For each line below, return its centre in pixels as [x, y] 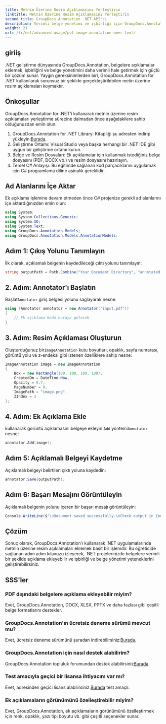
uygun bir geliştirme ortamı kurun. [47, 149]
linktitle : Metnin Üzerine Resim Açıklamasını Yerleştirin [67, 14]
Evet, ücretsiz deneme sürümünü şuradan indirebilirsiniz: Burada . [71, 640]
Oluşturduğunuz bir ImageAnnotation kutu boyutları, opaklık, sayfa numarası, [82, 350]
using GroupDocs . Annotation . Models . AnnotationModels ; [62, 235]
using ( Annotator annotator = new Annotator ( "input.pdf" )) [67, 309]
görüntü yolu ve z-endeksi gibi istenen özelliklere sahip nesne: [69, 355]
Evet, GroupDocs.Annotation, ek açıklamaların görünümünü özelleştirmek [80, 711]
